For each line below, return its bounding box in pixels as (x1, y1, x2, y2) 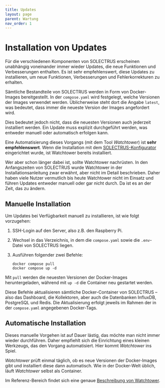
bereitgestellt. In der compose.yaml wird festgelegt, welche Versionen (21, 94, 160, 100)
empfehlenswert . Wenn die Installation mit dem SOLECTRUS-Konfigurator (5, 145, 157, 151)
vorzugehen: (5, 218, 31, 224)
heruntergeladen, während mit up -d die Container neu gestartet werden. (5, 280, 154, 286)
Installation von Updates (5, 42, 107, 53)
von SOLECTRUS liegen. (24, 242, 74, 248)
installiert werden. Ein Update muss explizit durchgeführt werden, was (5, 125, 148, 130)
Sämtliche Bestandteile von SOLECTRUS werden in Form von (5, 89, 129, 95)
